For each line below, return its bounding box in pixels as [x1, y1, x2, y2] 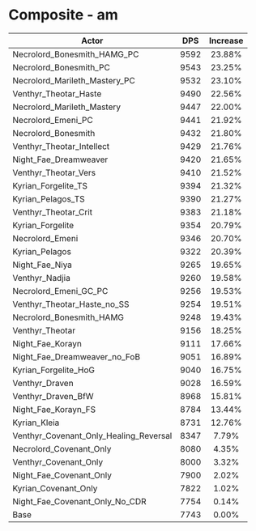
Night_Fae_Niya [12, 259, 73, 270]
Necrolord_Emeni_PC [12, 114, 93, 125]
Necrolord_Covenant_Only [12, 443, 112, 454]
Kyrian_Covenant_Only [12, 482, 98, 494]
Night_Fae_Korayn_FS [12, 403, 96, 414]
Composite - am [8, 6, 119, 24]
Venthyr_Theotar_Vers [12, 167, 96, 178]
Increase [209, 35, 244, 46]
